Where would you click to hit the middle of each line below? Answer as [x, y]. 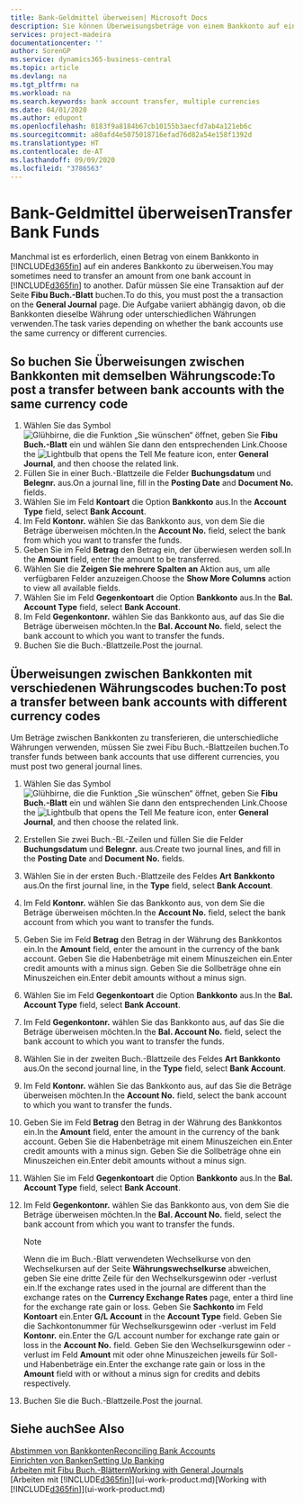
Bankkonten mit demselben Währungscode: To [143, 376]
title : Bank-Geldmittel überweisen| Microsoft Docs [109, 18]
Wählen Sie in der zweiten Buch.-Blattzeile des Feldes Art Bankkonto [152, 1058]
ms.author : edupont [47, 118]
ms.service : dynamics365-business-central [91, 59]
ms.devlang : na [39, 76]
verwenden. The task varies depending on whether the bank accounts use [147, 324]
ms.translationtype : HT [55, 143]
